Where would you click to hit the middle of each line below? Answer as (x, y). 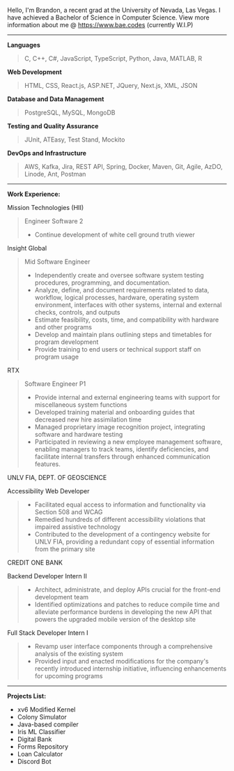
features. (48, 464)
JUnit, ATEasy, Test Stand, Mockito (75, 140)
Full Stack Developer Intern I (48, 633)
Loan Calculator (40, 754)
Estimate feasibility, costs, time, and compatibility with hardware (127, 320)
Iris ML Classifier (41, 732)
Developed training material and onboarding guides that (115, 412)
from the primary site (65, 549)
